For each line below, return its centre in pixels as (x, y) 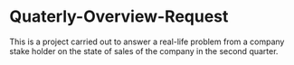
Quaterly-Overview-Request (119, 17)
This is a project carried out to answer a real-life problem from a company (147, 42)
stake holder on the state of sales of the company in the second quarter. (144, 51)
